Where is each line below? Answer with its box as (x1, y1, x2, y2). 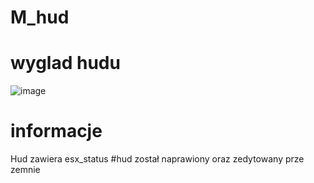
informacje (10, 120, 103, 143)
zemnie (10, 164, 41, 176)
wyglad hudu (10, 52, 121, 75)
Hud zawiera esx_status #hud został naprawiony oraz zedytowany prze (10, 153, 305, 165)
